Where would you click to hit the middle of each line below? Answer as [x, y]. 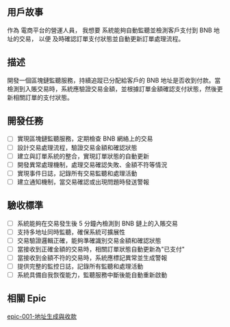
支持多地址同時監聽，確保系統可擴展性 [71, 232]
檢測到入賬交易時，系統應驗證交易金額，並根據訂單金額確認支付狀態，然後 [112, 88]
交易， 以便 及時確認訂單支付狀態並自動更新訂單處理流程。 [102, 38]
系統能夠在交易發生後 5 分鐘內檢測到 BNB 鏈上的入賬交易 [97, 223]
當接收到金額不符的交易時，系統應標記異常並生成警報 [92, 257]
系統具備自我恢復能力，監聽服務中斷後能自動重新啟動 [92, 275]
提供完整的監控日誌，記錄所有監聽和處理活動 [80, 266]
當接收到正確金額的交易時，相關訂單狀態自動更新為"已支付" [101, 249]
